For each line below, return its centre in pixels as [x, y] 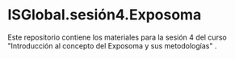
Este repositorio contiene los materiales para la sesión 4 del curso [117, 37]
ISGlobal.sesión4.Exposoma [105, 15]
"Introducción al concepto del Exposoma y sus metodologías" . [112, 45]
